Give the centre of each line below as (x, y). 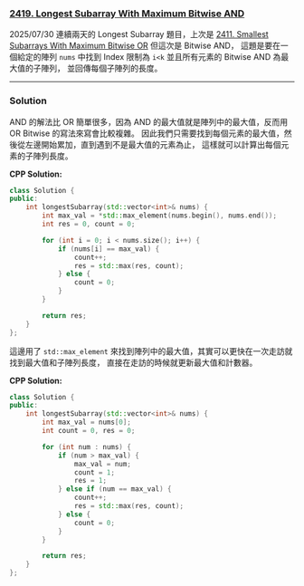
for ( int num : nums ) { (86, 447)
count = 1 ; (95, 472)
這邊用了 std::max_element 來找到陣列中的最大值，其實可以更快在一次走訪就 (151, 351)
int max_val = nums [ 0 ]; (86, 423)
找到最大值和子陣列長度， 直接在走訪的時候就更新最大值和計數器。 (133, 362)
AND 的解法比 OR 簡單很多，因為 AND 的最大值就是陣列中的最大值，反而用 (149, 121)
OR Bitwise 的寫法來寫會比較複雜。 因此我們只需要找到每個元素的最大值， (147, 133)
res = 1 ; (90, 481)
